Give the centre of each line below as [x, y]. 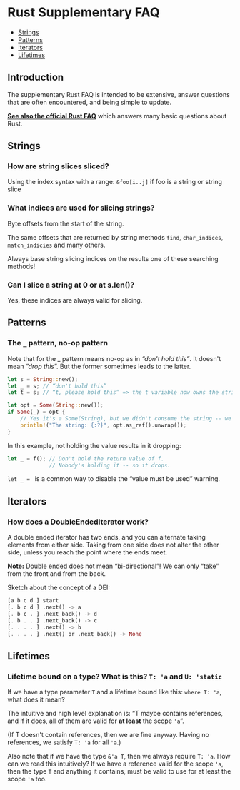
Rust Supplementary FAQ [84, 12]
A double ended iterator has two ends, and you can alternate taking [106, 537]
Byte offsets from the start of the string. [66, 223]
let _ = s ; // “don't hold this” [57, 386]
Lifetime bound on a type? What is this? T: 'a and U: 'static [115, 677]
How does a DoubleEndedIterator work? [78, 522]
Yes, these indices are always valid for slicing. [75, 300]
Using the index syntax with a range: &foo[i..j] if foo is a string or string [115, 182]
